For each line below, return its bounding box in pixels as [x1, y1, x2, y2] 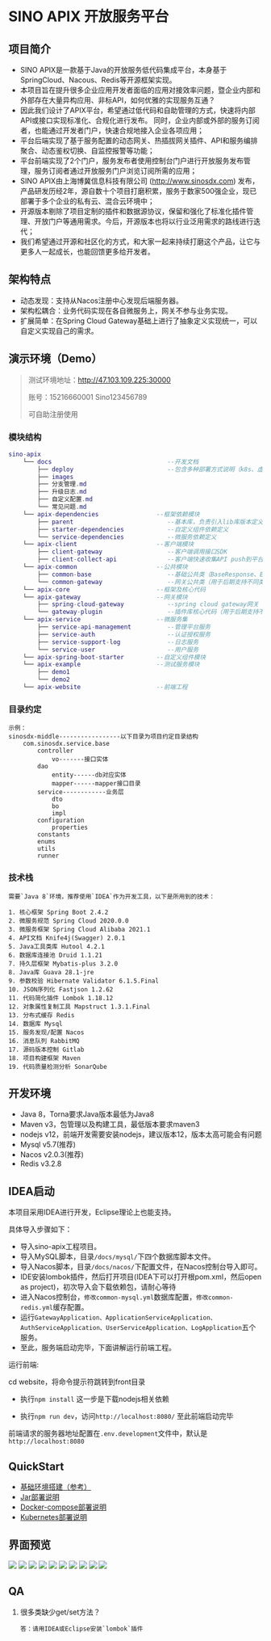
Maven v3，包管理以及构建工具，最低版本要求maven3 [19, 1120, 200, 1130]
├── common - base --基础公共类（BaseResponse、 [37, 570, 261, 579]
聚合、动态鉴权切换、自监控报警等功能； [19, 146, 155, 155]
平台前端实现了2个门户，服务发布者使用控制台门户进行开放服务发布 [19, 156, 244, 166]
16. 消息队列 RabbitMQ [8, 1037, 80, 1045]
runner [37, 852, 60, 860]
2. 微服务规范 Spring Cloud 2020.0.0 [8, 916, 129, 925]
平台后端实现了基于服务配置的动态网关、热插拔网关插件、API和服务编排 [19, 136, 258, 145]
